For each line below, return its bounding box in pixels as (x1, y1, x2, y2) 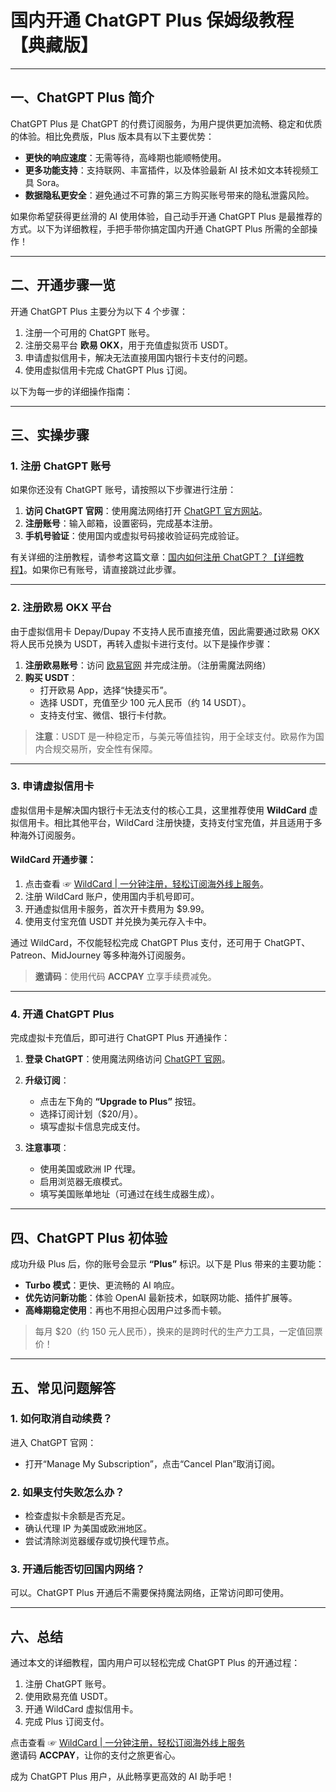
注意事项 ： (24, 1142, 70, 1154)
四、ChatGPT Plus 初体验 (10, 1229, 168, 1246)
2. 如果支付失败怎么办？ (10, 1485, 125, 1499)
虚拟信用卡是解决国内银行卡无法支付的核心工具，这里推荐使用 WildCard (10, 804, 307, 816)
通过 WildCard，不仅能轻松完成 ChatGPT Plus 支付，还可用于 (10, 937, 262, 949)
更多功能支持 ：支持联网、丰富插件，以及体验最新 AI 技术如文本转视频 (24, 164, 311, 176)
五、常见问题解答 (10, 1379, 116, 1396)
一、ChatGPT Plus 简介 (10, 89, 155, 106)
